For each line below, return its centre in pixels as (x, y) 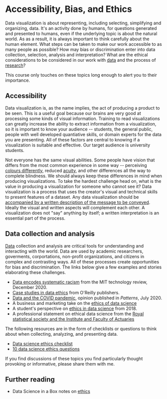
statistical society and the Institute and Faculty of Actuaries (73, 319)
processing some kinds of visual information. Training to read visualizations (83, 119)
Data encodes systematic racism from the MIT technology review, (80, 282)
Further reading (30, 379)
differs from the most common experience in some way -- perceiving (76, 165)
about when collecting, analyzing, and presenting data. (62, 334)
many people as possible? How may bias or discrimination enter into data (80, 49)
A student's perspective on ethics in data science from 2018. (75, 308)
